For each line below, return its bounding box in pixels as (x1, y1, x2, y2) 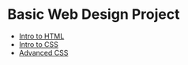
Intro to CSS (18, 39, 58, 49)
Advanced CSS (18, 48, 69, 57)
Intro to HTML (18, 31, 65, 41)
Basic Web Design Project (7, 5, 180, 23)
